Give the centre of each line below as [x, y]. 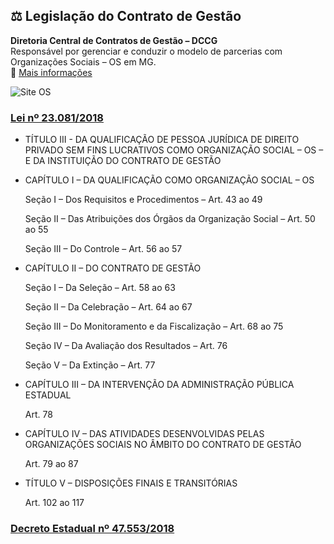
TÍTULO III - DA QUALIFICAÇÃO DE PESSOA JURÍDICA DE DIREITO [162, 140]
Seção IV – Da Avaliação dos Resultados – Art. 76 [126, 346]
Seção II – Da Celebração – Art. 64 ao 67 [108, 307]
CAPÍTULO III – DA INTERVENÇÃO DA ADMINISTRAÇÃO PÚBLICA [159, 385]
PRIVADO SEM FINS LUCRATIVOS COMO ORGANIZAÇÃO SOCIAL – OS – [174, 150]
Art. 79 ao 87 [51, 464]
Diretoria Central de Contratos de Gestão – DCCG [114, 40]
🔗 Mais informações [51, 72]
